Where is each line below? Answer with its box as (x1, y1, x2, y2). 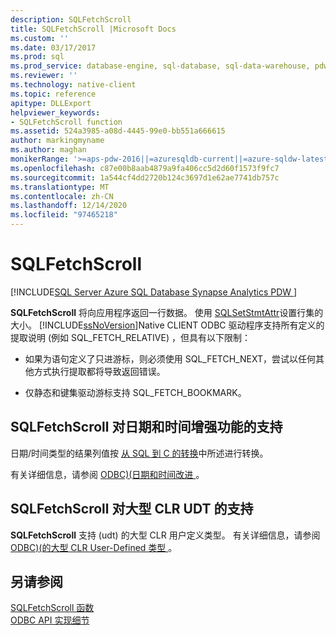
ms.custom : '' (10, 33, 70, 43)
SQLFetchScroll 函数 (10, 602, 95, 614)
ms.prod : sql (10, 52, 65, 62)
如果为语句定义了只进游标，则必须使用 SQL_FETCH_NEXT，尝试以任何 (24, 352, 316, 365)
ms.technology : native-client (10, 80, 137, 90)
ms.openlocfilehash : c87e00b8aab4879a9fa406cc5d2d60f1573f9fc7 (10, 163, 280, 173)
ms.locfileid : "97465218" (10, 210, 118, 220)
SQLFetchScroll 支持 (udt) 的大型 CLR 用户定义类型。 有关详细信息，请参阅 (10, 529, 321, 541)
